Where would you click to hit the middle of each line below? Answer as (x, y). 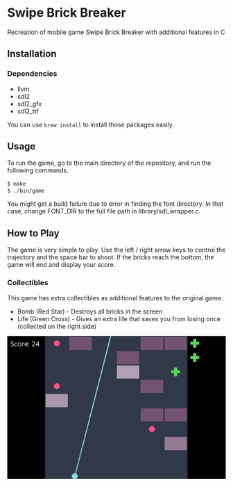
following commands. (38, 170)
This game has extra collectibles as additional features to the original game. (115, 298)
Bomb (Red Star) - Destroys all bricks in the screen (90, 311)
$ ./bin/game (26, 191)
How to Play (34, 233)
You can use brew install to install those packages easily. (91, 124)
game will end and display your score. (61, 265)
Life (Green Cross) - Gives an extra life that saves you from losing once (119, 318)
